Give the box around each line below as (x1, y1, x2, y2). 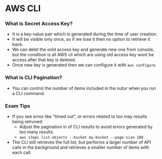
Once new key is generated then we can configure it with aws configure (12, 62, 156, 68)
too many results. (19, 129, 54, 135)
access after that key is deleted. (12, 57, 76, 63)
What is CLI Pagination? (5, 74, 62, 81)
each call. (12, 150, 32, 156)
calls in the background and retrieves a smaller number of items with (12, 144, 149, 150)
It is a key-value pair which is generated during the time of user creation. (12, 31, 158, 37)
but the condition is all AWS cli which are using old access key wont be (12, 52, 154, 58)
